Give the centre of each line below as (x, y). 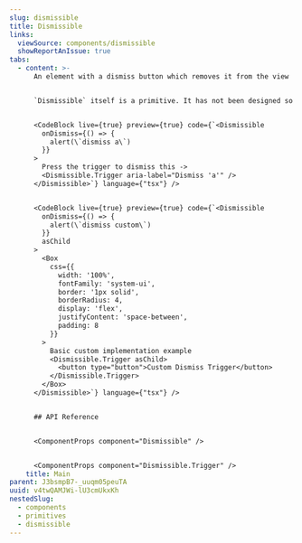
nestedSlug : (32, 499)
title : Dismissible (46, 26)
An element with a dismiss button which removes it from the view (161, 77)
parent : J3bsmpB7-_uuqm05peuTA (68, 482)
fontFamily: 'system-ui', (106, 284)
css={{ (62, 267)
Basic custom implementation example (121, 351)
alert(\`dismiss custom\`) (100, 225)
